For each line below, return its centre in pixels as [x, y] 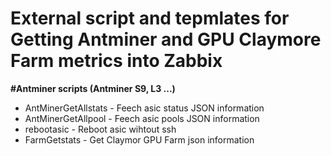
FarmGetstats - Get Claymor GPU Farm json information [139, 139]
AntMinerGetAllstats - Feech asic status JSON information [144, 108]
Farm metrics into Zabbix [116, 61]
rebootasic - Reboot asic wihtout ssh [100, 129]
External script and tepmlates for [150, 18]
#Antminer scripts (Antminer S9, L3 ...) [93, 88]
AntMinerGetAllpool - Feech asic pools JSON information [142, 118]
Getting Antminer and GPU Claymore [166, 39]
